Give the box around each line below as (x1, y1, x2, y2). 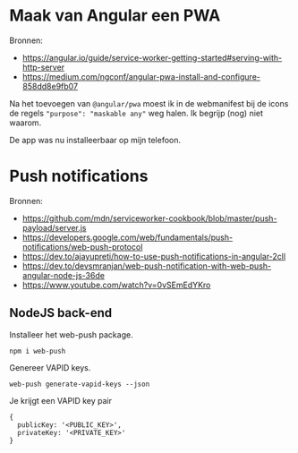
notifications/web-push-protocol (21, 241, 143, 252)
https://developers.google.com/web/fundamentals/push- (21, 232, 234, 243)
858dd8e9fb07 (21, 81, 79, 91)
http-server (21, 62, 65, 73)
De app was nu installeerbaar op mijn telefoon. (9, 134, 182, 145)
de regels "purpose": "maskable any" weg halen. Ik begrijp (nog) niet (9, 107, 264, 118)
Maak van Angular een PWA (9, 5, 221, 26)
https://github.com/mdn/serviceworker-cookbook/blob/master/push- (21, 212, 277, 224)
